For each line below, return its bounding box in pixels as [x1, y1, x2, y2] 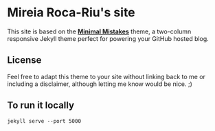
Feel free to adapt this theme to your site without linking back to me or [7, 72, 206, 81]
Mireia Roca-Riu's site [7, 5, 135, 20]
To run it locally [7, 100, 74, 111]
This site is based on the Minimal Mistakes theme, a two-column [7, 27, 192, 35]
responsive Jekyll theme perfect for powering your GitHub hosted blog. [7, 34, 210, 42]
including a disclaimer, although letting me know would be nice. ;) [7, 80, 192, 88]
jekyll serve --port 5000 [7, 117, 81, 124]
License [7, 55, 42, 66]
